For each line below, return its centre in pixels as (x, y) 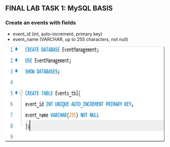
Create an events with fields (41, 23)
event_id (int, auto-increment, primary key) (58, 34)
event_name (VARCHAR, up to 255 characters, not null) (70, 39)
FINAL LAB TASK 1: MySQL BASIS (59, 8)
